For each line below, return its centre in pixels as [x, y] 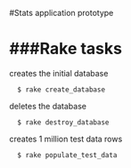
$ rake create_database [61, 89]
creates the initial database [59, 73]
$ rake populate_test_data [67, 155]
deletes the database [48, 106]
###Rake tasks [66, 49]
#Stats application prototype [61, 13]
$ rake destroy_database [63, 122]
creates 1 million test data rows [66, 139]
